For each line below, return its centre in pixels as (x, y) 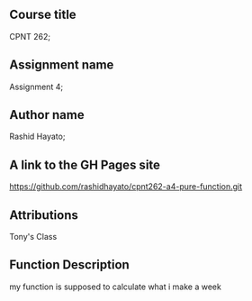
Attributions (44, 215)
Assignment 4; (36, 87)
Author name (47, 115)
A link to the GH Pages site (85, 164)
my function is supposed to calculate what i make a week (116, 287)
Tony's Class (33, 237)
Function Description (70, 265)
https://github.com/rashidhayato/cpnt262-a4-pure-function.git (126, 187)
